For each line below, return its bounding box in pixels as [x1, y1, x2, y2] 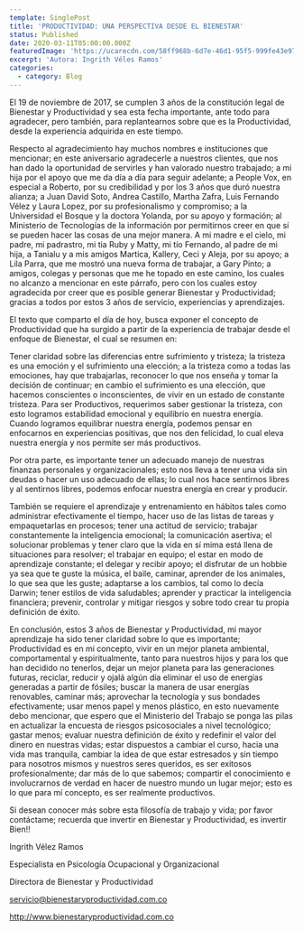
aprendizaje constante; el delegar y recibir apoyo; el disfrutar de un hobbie [9, 558, 288, 569]
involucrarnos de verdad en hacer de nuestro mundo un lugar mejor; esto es [9, 777, 293, 788]
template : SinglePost [9, 13, 91, 23]
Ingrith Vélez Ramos [9, 841, 84, 852]
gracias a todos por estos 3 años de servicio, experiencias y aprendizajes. [9, 296, 286, 307]
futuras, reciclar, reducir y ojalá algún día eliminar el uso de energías [9, 672, 263, 683]
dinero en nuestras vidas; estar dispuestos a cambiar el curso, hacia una [9, 739, 280, 749]
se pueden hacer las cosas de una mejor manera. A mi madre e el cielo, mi [9, 229, 287, 240]
